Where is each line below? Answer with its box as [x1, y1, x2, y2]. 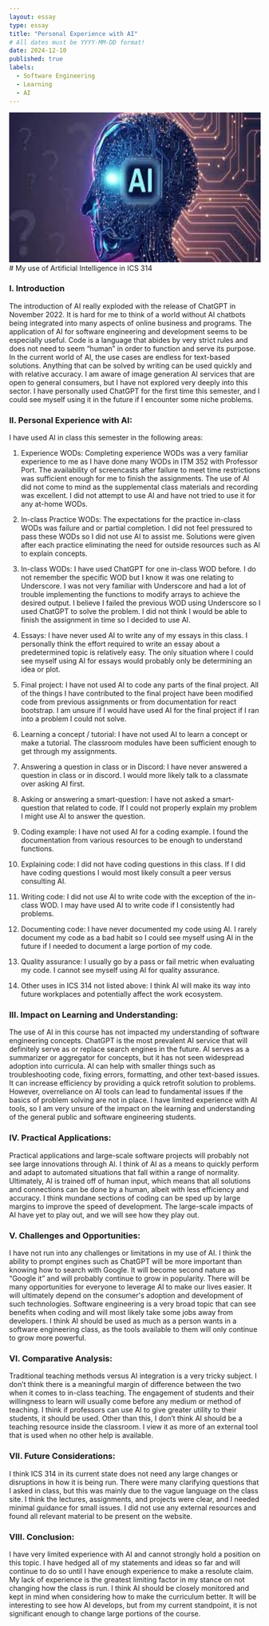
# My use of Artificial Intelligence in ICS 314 [9, 263, 152, 273]
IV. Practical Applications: [9, 1132, 112, 1143]
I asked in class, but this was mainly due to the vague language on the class [9, 1485, 259, 1495]
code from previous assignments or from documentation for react [20, 697, 237, 707]
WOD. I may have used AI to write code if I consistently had [39, 900, 235, 911]
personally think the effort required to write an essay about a [20, 640, 220, 649]
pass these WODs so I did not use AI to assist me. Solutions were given [20, 532, 255, 541]
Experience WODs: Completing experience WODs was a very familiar [20, 448, 249, 458]
